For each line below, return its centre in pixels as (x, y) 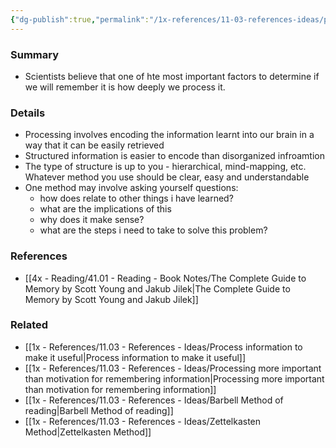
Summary (35, 54)
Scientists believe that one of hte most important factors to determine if (172, 76)
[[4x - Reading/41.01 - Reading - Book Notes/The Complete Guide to (165, 278)
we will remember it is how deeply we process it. (125, 87)
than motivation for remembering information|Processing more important (174, 378)
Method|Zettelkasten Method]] (88, 432)
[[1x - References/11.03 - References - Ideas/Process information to (163, 347)
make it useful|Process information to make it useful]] (135, 357)
